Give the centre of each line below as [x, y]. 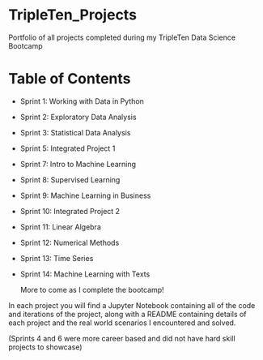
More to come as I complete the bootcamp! [92, 289]
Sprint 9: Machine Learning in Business [85, 195]
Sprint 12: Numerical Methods [70, 242]
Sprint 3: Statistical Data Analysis [75, 132]
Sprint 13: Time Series [57, 258]
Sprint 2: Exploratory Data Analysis [78, 117]
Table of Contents [70, 79]
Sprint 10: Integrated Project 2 [70, 211]
